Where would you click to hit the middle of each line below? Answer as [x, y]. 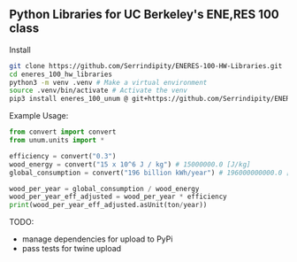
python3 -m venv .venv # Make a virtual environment [108, 82]
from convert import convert [63, 132]
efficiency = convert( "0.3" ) [63, 156]
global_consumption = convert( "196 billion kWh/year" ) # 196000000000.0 [146, 173]
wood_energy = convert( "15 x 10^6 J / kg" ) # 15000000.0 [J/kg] [130, 164]
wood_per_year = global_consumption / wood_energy [104, 189]
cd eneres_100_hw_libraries [61, 74]
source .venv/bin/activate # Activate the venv [99, 91]
